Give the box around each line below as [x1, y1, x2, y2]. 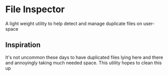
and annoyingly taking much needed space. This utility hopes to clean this [5, 60, 162, 66]
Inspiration [5, 41, 41, 49]
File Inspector [5, 4, 65, 15]
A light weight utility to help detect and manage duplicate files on [5, 20, 142, 27]
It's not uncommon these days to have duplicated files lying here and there [5, 54, 163, 60]
